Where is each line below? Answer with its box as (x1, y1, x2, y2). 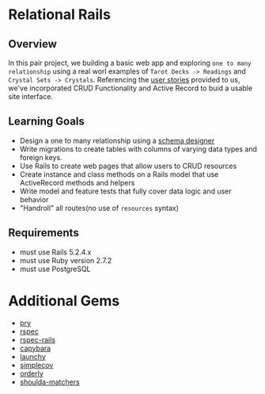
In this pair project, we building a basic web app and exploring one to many (8, 58, 252, 67)
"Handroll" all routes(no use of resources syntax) (19, 203, 180, 212)
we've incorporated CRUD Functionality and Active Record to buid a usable (8, 83, 253, 93)
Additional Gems (8, 292, 120, 310)
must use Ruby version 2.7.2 (19, 255, 112, 265)
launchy (19, 351, 46, 361)
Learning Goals (8, 115, 85, 128)
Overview (8, 37, 58, 51)
